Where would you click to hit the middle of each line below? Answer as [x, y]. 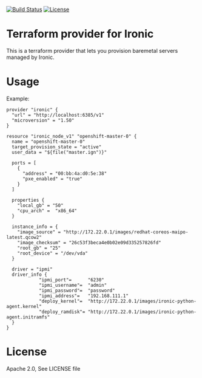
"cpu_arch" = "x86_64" [47, 211]
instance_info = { [35, 227]
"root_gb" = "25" [39, 248]
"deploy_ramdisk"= [62, 312]
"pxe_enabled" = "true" [52, 179]
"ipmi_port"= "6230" [71, 280]
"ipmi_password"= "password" [77, 290]
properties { [28, 200]
